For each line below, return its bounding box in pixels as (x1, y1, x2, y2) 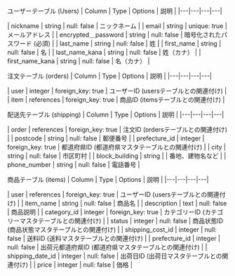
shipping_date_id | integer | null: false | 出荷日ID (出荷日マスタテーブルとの (7, 252, 222, 260)
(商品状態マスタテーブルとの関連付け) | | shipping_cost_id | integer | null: (7, 225, 217, 234)
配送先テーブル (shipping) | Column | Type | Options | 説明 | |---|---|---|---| (7, 110, 224, 119)
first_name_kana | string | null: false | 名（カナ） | (7, 57, 150, 65)
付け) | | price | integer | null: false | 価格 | (13, 261, 133, 269)
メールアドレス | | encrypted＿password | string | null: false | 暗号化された (7, 31, 222, 39)
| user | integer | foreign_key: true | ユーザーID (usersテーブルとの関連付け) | (7, 87, 227, 95)
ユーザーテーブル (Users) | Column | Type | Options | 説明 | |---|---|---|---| (7, 7, 222, 15)
